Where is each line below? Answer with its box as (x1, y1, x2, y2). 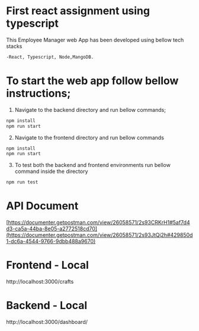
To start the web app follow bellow (6, 74, 179, 87)
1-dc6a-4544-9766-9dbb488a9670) (6, 238, 96, 245)
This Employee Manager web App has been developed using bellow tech (6, 36, 184, 43)
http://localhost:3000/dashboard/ (6, 318, 88, 325)
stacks (6, 43, 23, 50)
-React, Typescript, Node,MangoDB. (6, 54, 94, 60)
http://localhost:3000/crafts (6, 278, 74, 285)
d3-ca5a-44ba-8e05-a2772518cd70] (6, 225, 98, 232)
